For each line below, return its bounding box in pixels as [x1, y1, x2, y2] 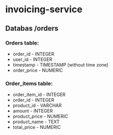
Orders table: [5, 39, 40, 47]
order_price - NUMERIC [12, 67, 63, 73]
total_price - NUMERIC [12, 124, 61, 130]
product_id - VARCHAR [12, 102, 62, 108]
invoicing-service [5, 4, 83, 15]
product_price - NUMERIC [12, 114, 68, 120]
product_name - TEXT [12, 119, 60, 125]
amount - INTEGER [12, 108, 53, 114]
